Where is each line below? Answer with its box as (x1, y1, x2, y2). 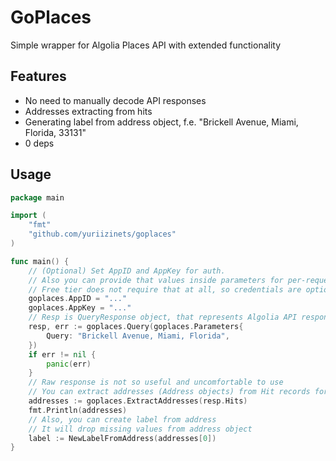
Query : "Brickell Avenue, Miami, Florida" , (46, 331, 230, 341)
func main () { (10, 256, 70, 266)
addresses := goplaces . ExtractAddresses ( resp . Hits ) (28, 396, 248, 406)
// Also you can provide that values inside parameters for (28, 275, 284, 285)
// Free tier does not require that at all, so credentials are (28, 284, 302, 295)
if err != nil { (28, 349, 97, 360)
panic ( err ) (46, 359, 92, 369)
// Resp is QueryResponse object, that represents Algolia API (28, 312, 298, 323)
